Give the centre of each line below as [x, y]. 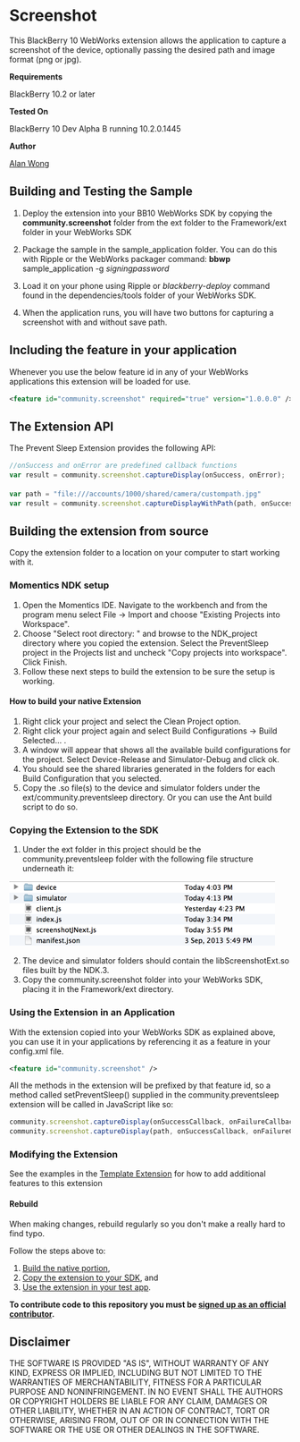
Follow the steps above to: [58, 1251]
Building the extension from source [109, 532]
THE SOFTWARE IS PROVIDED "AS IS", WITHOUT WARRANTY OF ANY [139, 1363]
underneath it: [48, 869]
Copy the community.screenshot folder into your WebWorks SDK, [142, 980]
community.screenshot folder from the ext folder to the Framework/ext [154, 222]
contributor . [32, 1314]
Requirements [36, 76]
